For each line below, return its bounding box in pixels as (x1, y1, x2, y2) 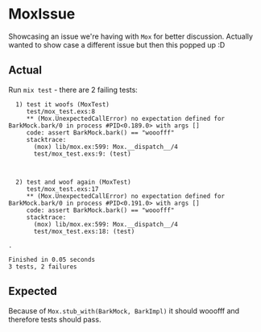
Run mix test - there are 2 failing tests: (8, 85, 139, 94)
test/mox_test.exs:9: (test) (33, 150, 131, 158)
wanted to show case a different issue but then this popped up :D (8, 39, 226, 49)
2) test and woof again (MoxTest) (15, 178, 131, 186)
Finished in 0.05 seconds (8, 255, 95, 264)
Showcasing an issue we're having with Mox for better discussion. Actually (8, 31, 254, 41)
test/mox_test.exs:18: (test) (33, 227, 135, 235)
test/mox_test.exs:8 (26, 107, 95, 115)
